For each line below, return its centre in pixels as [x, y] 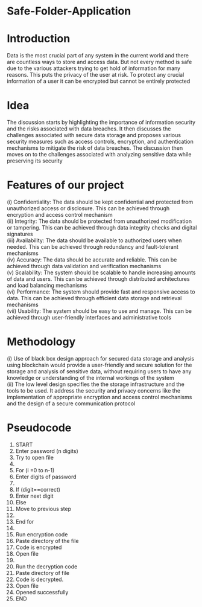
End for [25, 521]
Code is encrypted [39, 547]
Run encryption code [42, 534]
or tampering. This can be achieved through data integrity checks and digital [102, 227]
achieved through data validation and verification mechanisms [84, 266]
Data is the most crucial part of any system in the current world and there [98, 56]
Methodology [41, 342]
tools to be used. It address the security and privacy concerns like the [93, 390]
